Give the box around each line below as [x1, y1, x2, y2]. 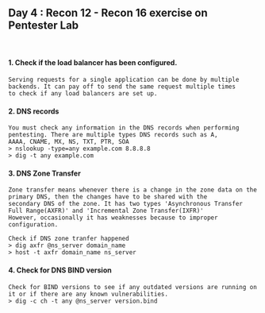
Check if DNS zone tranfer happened [8, 234, 129, 243]
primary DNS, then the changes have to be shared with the [8, 193, 208, 201]
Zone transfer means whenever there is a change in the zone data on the [8, 186, 258, 194]
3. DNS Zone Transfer [8, 168, 81, 178]
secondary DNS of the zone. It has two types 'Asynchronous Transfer [8, 200, 244, 208]
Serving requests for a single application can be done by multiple [8, 75, 240, 84]
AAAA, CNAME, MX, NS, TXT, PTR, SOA [8, 138, 129, 146]
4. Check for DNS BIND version [8, 265, 113, 275]
